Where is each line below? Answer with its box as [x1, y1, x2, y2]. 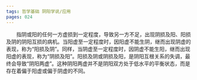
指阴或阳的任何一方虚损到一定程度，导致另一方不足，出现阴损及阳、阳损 [16, 30, 191, 38]
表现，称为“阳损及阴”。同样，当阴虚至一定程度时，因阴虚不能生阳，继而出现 [6, 45, 191, 53]
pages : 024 [6, 14, 33, 20]
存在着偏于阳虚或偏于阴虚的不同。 [6, 67, 89, 74]
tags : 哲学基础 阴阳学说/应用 [6, 8, 72, 15]
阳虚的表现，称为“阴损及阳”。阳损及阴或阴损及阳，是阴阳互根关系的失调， [6, 53, 186, 60]
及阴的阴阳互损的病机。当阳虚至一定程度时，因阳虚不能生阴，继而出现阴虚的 [6, 38, 191, 45]
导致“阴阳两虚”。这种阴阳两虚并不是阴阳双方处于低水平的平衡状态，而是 [16, 60, 191, 67]
